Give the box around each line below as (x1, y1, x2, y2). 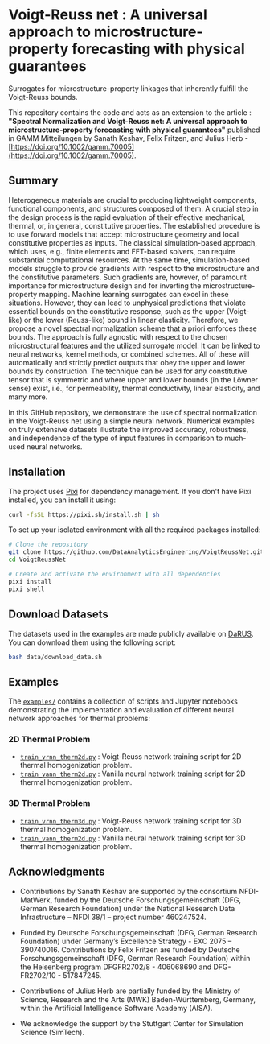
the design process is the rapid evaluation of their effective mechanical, (8, 212, 246, 222)
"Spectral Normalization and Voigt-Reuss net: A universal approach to (8, 116, 247, 126)
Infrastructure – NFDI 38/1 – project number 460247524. (19, 912, 207, 922)
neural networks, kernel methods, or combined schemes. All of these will (8, 349, 250, 359)
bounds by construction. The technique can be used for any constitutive (8, 366, 247, 376)
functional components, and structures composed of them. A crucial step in (8, 204, 259, 213)
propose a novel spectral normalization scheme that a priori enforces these (8, 324, 257, 333)
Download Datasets (8, 608, 108, 621)
